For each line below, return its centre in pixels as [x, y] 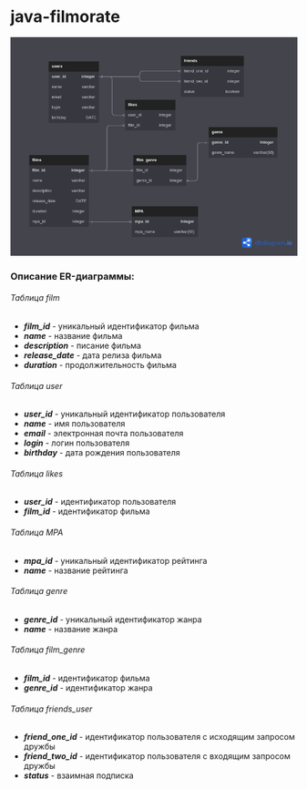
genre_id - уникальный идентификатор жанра [113, 619]
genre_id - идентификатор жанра [88, 688]
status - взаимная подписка [79, 775]
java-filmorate [66, 17]
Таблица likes [36, 473]
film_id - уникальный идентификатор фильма [111, 326]
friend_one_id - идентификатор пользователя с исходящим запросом [159, 737]
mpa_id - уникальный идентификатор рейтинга [115, 560]
